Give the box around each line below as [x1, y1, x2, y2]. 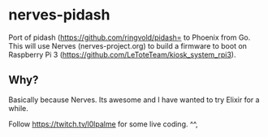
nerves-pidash [8, 6, 110, 24]
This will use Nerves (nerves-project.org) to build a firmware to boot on [8, 41, 248, 50]
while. [8, 103, 28, 113]
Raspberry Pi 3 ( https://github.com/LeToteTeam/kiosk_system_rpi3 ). [8, 49, 236, 59]
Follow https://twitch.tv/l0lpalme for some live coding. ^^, [8, 119, 198, 129]
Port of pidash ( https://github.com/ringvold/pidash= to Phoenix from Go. [8, 32, 251, 42]
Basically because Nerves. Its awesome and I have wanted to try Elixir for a [8, 95, 260, 105]
